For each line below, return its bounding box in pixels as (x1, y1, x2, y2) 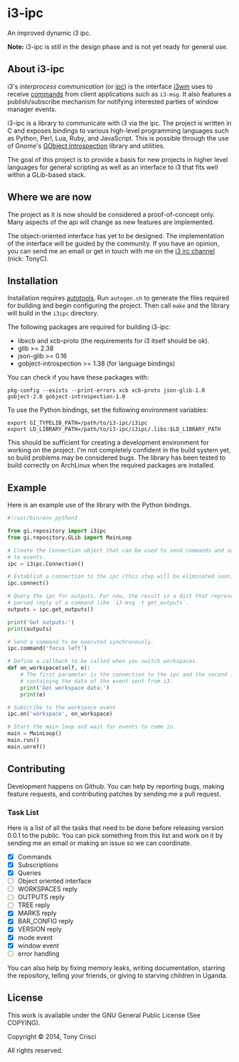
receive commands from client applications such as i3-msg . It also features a (7, 89, 232, 98)
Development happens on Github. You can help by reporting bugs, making (7, 782, 225, 790)
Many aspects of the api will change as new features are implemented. (7, 218, 215, 226)
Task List (7, 807, 39, 817)
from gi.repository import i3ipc (7, 527, 107, 535)
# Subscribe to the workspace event (7, 704, 116, 711)
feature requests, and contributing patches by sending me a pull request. (7, 789, 222, 798)
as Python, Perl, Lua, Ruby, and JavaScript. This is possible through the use (7, 133, 229, 142)
